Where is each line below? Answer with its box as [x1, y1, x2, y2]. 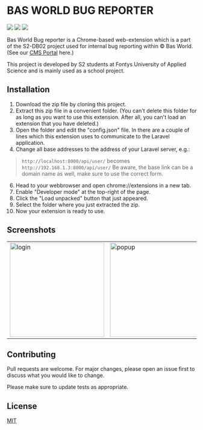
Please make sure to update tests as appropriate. [7, 383, 129, 391]
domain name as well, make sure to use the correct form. [21, 170, 163, 177]
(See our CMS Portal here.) [7, 49, 74, 56]
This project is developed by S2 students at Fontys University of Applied [7, 60, 186, 68]
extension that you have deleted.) [15, 120, 99, 127]
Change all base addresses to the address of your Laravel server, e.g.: [15, 146, 190, 153]
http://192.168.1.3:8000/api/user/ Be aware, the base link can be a [21, 164, 193, 171]
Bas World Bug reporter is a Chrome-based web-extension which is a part [7, 36, 191, 43]
